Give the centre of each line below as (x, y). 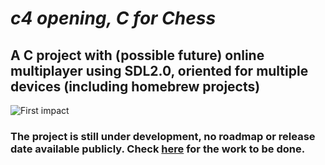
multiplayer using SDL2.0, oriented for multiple (159, 70)
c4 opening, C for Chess (113, 18)
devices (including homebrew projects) (135, 86)
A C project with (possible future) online (137, 55)
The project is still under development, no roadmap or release (163, 136)
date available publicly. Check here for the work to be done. (158, 149)
